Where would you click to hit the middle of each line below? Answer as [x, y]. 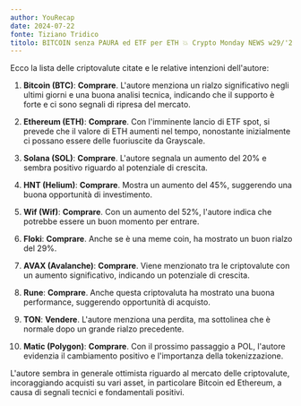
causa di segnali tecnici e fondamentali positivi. [97, 393]
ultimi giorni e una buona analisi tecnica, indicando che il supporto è [149, 95]
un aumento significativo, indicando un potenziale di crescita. [136, 275]
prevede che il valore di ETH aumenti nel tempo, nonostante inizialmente [157, 132]
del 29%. [40, 248]
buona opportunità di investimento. [88, 194]
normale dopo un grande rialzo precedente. [103, 329]
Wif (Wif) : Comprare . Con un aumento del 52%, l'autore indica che [147, 212]
